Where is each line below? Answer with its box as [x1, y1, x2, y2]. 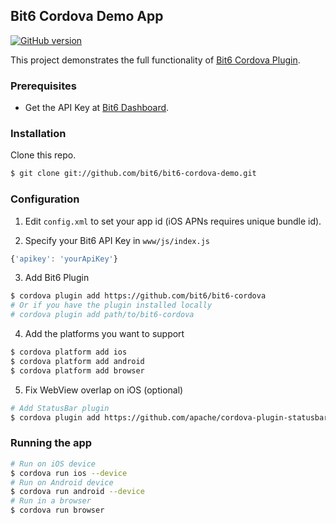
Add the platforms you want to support [24, 328, 185, 340]
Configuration [10, 192, 80, 206]
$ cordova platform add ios [10, 347, 128, 358]
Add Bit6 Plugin [24, 272, 90, 284]
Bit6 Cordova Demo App [10, 8, 164, 25]
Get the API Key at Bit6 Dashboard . [24, 102, 170, 114]
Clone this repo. [10, 149, 77, 161]
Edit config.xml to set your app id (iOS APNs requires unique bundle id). [24, 215, 322, 227]
